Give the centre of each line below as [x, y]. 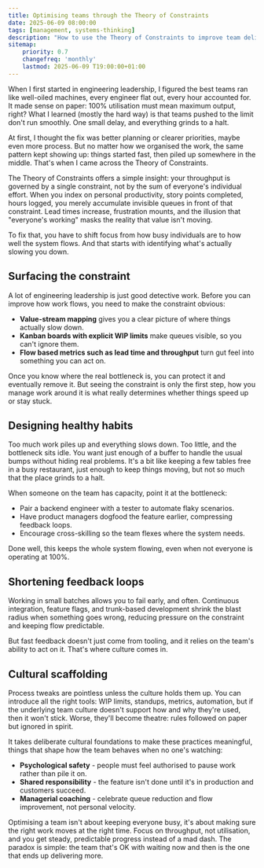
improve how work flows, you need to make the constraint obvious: [117, 303]
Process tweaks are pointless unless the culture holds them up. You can [125, 693]
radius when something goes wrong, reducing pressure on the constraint [126, 617]
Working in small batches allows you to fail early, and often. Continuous [124, 601]
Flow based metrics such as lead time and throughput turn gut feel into [137, 352]
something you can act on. [62, 360]
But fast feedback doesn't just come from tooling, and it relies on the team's [131, 641]
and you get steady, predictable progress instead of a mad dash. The [120, 839]
